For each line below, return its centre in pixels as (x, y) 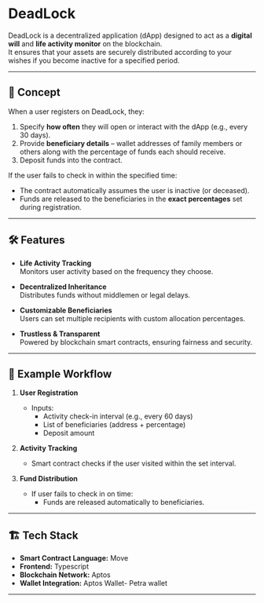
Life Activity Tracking (55, 263)
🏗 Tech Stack (43, 535)
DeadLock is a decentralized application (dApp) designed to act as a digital (130, 35)
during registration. (51, 207)
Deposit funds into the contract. (71, 160)
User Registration (49, 393)
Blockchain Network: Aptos (65, 575)
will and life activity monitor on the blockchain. (85, 43)
